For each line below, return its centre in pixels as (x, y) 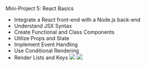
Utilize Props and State (42, 38)
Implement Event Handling (46, 44)
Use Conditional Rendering (47, 51)
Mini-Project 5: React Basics (40, 8)
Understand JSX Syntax (43, 26)
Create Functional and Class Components (64, 32)
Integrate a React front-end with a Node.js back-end (77, 20)
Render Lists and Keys (41, 57)
